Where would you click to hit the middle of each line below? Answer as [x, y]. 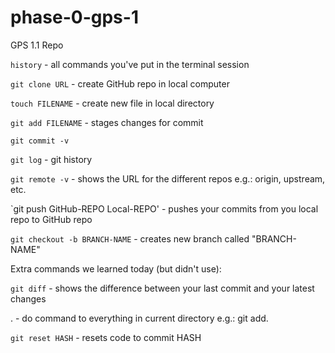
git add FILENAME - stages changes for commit [107, 122]
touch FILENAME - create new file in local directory [112, 103]
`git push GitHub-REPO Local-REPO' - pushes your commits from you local [164, 208]
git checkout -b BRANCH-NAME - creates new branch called [130, 238]
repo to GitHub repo [51, 219]
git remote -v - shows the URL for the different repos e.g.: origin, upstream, [168, 178]
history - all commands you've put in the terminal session [130, 64]
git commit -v [40, 141]
